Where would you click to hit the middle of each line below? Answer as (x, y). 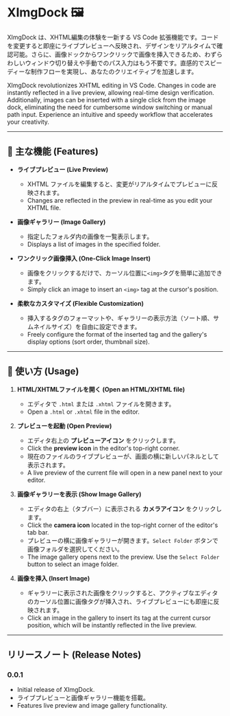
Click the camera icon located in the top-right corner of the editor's (123, 525)
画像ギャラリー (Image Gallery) (61, 222)
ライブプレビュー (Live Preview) (62, 169)
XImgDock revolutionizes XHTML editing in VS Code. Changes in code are (112, 85)
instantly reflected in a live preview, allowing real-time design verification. (111, 92)
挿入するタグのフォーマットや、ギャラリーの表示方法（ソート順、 (120, 318)
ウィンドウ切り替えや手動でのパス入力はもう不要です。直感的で (115, 63)
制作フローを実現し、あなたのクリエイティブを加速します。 (114, 71)
